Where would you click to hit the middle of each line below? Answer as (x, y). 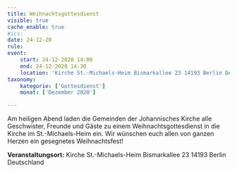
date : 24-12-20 (30, 40)
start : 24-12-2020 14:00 (56, 60)
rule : (15, 47)
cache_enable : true (36, 27)
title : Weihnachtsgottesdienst (53, 14)
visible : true (28, 20)
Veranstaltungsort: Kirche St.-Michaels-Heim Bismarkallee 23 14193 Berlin (117, 155)
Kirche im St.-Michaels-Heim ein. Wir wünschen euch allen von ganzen (111, 134)
